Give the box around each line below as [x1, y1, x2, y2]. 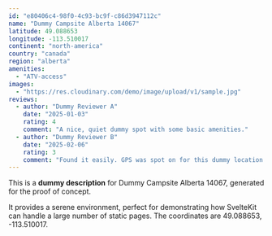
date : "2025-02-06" [23, 140, 89, 149]
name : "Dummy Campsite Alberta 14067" [8, 20, 140, 28]
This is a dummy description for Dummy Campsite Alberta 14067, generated [8, 178, 265, 188]
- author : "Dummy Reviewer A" [15, 103, 118, 111]
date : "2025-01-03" [23, 111, 89, 119]
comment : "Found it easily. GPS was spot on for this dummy [23, 155, 231, 164]
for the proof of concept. [8, 186, 92, 196]
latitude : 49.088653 [8, 27, 79, 35]
